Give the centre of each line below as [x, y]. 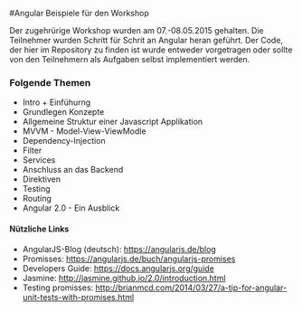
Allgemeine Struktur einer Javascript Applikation [113, 122]
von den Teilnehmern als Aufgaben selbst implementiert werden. [130, 59]
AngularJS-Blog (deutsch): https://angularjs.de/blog [119, 249]
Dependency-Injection [64, 141]
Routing [37, 199]
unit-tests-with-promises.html [78, 297]
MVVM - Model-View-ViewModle [84, 131]
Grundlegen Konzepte [63, 112]
